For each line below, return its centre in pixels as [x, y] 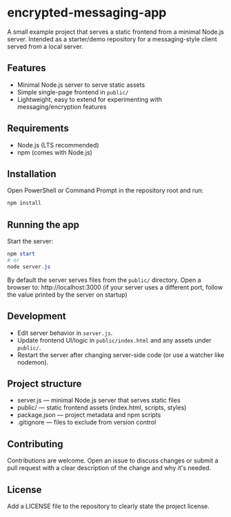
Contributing [35, 444]
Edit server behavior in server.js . [65, 333]
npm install [24, 203]
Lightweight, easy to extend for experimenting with [89, 99]
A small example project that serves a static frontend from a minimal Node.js [115, 32]
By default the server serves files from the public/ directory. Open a [104, 280]
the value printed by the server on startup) [67, 294]
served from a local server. [46, 46]
